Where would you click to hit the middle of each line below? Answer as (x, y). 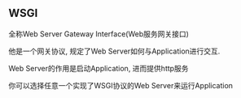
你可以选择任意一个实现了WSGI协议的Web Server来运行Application (121, 85)
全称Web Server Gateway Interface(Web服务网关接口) (99, 34)
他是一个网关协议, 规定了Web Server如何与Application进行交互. (114, 51)
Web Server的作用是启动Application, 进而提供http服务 (99, 68)
